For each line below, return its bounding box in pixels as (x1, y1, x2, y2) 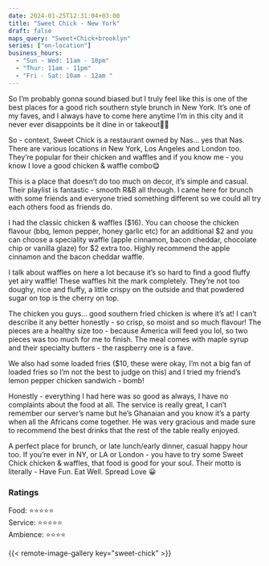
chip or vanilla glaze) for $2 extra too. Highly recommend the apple (8, 243, 230, 253)
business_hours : (8, 49, 63, 57)
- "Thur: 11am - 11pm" (15, 64, 92, 72)
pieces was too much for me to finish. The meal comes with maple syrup (8, 334, 249, 344)
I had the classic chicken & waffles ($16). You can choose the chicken (8, 217, 239, 227)
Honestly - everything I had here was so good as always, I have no (8, 391, 229, 401)
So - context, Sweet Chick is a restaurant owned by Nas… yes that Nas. (8, 134, 245, 145)
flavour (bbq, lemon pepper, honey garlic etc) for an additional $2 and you (8, 226, 254, 236)
